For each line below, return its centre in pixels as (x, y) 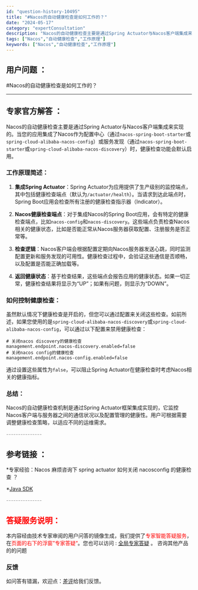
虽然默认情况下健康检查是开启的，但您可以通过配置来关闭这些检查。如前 (94, 314)
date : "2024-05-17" (30, 22)
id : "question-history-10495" (43, 12)
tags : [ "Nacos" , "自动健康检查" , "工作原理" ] (56, 39)
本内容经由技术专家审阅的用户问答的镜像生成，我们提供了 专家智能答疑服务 (96, 536)
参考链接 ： (27, 454)
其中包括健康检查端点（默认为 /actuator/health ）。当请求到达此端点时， (102, 194)
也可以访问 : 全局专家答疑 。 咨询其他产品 (138, 543)
